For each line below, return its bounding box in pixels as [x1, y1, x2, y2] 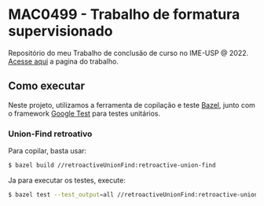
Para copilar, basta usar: [8, 146, 87, 156]
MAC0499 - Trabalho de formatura [8, 6, 240, 24]
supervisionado [8, 22, 113, 40]
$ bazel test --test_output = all [8, 190, 114, 198]
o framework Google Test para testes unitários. [8, 109, 161, 118]
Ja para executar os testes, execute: [8, 175, 126, 185]
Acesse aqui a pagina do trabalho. [8, 57, 119, 66]
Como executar [8, 79, 85, 93]
